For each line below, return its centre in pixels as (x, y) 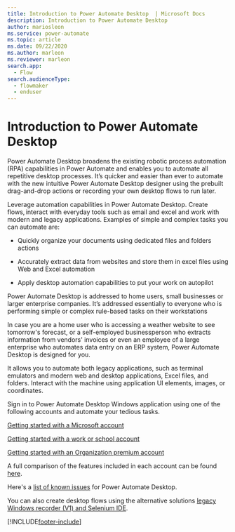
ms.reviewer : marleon (39, 60)
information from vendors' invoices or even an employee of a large (103, 340)
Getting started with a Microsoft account (66, 425)
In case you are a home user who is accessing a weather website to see (111, 325)
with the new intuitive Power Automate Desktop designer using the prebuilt (115, 184)
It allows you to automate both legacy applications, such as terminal (105, 368)
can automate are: (33, 227)
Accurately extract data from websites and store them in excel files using (123, 262)
